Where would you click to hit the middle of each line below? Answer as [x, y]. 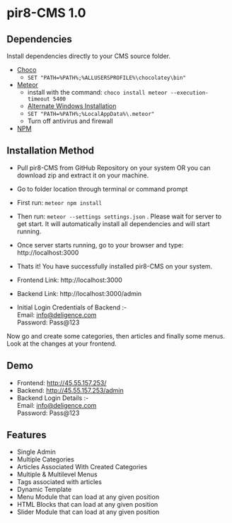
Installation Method [51, 151]
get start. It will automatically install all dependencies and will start [113, 223]
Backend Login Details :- [53, 398]
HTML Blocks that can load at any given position [87, 505]
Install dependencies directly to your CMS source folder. [89, 56]
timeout [39, 99]
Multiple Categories [46, 459]
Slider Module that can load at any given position [88, 512]
